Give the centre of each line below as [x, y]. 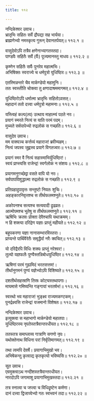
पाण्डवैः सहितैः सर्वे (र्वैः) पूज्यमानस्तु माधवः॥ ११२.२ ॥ [47, 56]
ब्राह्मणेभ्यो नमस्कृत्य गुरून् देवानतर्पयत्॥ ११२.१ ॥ [44, 40]
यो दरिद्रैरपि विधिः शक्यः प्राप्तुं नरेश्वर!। [35, 249]
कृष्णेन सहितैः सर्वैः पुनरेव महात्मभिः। [33, 66]
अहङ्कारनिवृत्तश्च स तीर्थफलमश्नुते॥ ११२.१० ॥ [44, 195]
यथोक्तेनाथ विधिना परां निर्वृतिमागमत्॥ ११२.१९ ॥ [45, 340]
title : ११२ [17, 10]
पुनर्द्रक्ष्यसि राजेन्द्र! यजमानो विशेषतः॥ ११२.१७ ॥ [44, 302]
